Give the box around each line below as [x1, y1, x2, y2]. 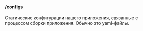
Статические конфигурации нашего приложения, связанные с [5, 15, 138, 21]
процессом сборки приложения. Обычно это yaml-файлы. [5, 20, 129, 26]
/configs [5, 4, 23, 10]
